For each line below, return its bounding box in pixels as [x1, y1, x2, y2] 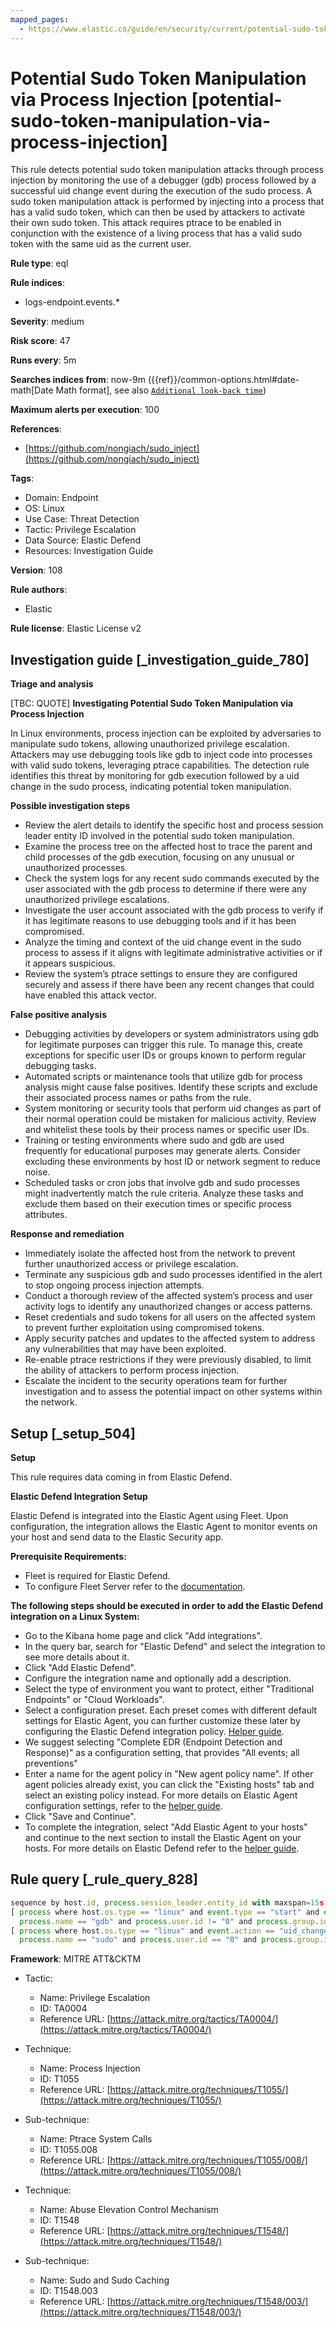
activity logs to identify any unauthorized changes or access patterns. [24, 1301, 313, 1313]
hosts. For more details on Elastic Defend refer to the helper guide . [24, 1842, 300, 1855]
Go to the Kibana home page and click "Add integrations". [24, 1630, 263, 1642]
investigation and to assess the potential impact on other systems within [24, 1386, 323, 1398]
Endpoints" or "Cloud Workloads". [24, 1694, 165, 1706]
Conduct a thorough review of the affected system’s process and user [24, 1290, 313, 1302]
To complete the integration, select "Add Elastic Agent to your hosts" [24, 1821, 308, 1833]
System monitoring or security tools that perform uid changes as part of [24, 1102, 322, 1115]
